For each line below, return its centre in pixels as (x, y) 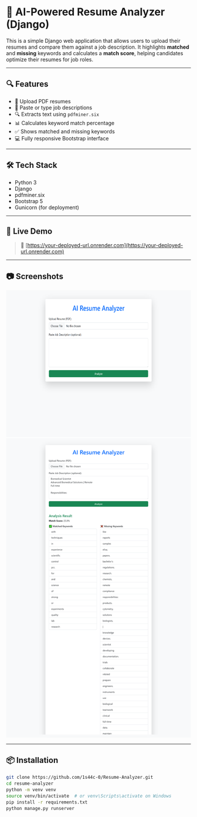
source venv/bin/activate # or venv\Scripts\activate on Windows (89, 796)
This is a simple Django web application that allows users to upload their (93, 41)
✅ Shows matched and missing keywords (65, 131)
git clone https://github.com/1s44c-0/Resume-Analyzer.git (80, 778)
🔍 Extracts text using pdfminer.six (57, 114)
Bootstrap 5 (29, 201)
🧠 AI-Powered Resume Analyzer (86, 12)
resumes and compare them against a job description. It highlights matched (98, 47)
